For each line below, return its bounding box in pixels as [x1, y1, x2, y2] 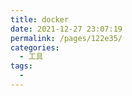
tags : [10, 61, 33, 71]
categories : [10, 42, 60, 53]
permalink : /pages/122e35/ [10, 33, 123, 43]
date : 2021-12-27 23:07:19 [10, 24, 123, 34]
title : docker [10, 14, 70, 25]
